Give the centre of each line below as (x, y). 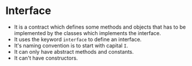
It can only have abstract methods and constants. (74, 51)
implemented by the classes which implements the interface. (87, 33)
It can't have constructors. (46, 58)
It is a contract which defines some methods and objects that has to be (100, 27)
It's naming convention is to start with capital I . (71, 46)
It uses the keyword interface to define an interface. (78, 39)
